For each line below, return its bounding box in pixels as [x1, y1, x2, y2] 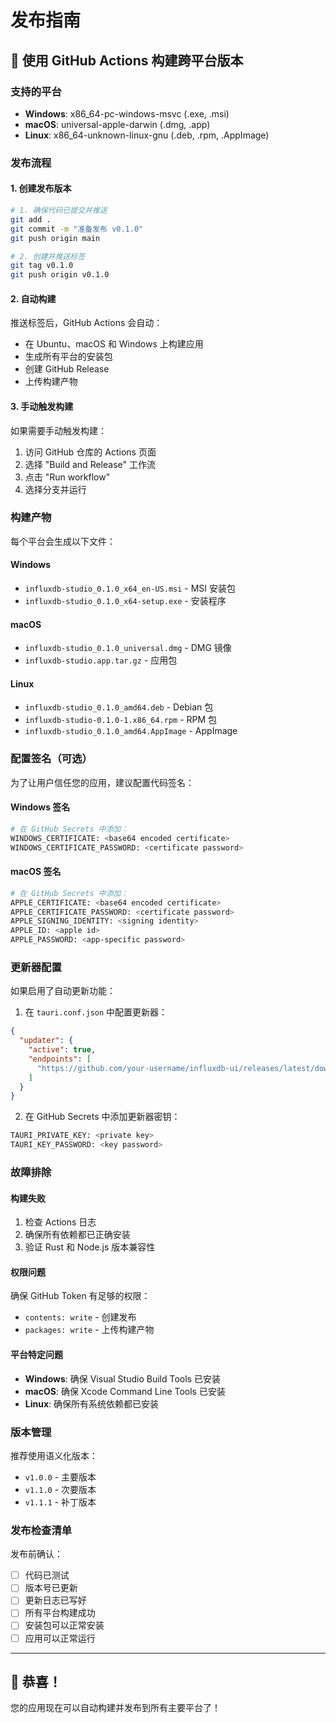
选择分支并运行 [24, 483, 87, 495]
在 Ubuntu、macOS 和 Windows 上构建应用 [24, 338, 204, 350]
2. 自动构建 [10, 292, 57, 305]
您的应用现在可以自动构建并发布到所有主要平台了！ [10, 1702, 221, 1714]
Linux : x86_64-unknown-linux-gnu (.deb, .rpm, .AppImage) [24, 129, 270, 141]
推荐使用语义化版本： [10, 1449, 98, 1461]
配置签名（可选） [10, 752, 93, 766]
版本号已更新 [24, 1582, 78, 1594]
